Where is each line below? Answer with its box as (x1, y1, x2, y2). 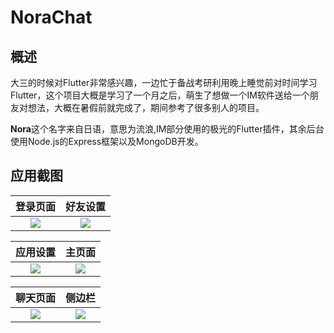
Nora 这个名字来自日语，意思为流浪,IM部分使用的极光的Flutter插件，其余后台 (10, 123, 325, 135)
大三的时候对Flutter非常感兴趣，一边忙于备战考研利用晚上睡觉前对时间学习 (10, 77, 318, 88)
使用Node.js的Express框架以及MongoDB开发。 (10, 136, 204, 147)
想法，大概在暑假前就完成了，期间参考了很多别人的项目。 (27, 102, 265, 113)
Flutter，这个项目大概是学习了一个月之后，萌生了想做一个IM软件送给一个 (10, 89, 310, 101)
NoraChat (10, 6, 93, 29)
